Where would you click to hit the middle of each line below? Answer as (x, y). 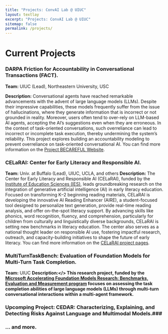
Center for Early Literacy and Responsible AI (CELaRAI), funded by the (78, 178)
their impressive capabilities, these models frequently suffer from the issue (82, 106)
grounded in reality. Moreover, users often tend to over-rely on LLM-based (82, 117)
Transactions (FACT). (32, 75)
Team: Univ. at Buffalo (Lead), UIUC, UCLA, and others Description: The (80, 173)
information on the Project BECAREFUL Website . (55, 149)
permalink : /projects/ (29, 29)
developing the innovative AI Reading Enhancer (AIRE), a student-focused (81, 200)
